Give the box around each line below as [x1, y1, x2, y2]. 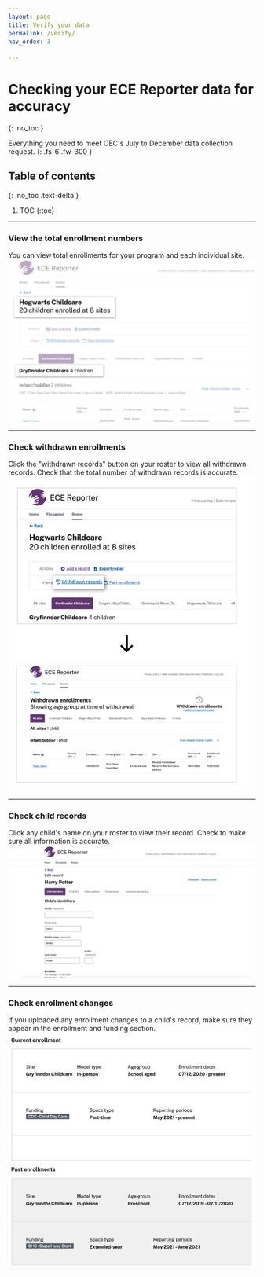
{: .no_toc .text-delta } [8, 190, 79, 200]
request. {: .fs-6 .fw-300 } [8, 147, 93, 156]
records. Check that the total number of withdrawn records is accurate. [8, 468, 239, 477]
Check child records [8, 810, 87, 821]
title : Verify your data [8, 20, 90, 29]
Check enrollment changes [8, 997, 114, 1008]
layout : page [8, 13, 51, 20]
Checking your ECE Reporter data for [8, 81, 254, 98]
